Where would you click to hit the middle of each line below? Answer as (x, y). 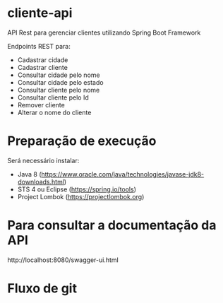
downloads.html (41, 182)
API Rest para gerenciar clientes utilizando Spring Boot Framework (104, 32)
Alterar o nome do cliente (54, 112)
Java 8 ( (29, 174)
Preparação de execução (82, 141)
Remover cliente (41, 105)
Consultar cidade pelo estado (60, 82)
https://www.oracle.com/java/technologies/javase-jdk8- (123, 174)
